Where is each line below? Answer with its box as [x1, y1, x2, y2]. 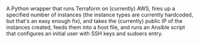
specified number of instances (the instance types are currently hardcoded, [6, 11, 194, 18]
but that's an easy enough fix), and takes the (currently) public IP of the [6, 18, 183, 24]
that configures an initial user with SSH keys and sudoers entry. [6, 30, 163, 37]
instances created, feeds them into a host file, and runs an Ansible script [6, 24, 185, 31]
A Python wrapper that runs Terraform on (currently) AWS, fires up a [6, 5, 176, 12]
